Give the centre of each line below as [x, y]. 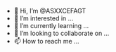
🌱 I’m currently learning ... [51, 26]
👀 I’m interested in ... [44, 18]
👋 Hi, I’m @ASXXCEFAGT [50, 11]
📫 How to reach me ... [46, 41]
